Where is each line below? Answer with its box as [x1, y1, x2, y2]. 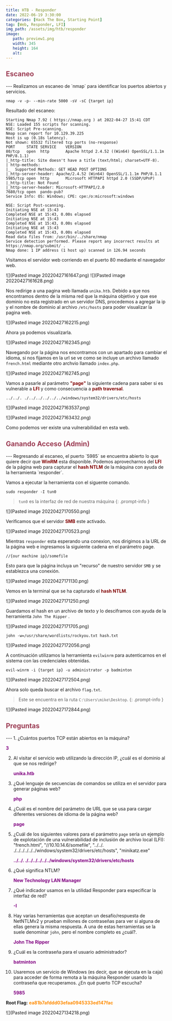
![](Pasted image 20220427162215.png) [6, 320, 90, 326]
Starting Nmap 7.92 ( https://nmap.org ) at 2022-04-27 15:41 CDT [6, 118, 150, 123]
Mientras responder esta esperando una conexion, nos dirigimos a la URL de [6, 538, 166, 545]
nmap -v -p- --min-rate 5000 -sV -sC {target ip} [6, 99, 114, 104]
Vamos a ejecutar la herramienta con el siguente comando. [6, 479, 130, 486]
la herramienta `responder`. [6, 470, 63, 476]
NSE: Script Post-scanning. [6, 203, 66, 208]
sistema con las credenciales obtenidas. [6, 658, 91, 664]
